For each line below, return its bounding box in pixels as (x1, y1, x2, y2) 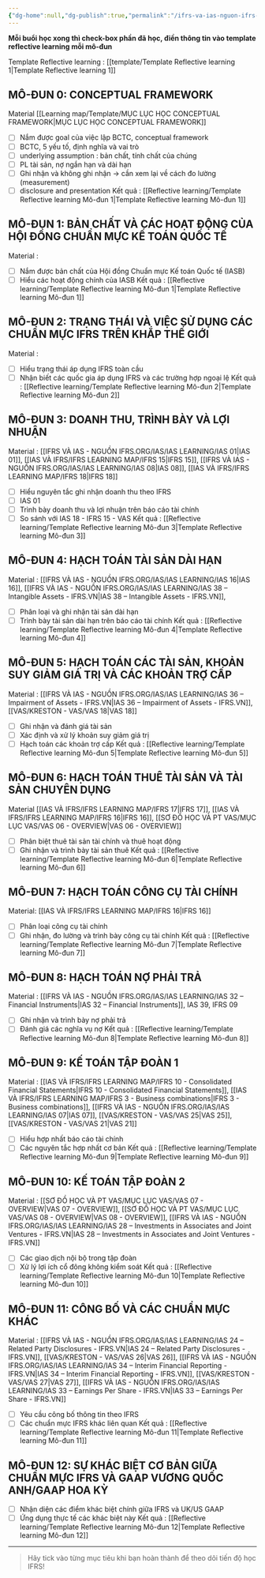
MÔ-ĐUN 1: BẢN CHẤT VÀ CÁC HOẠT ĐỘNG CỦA (8, 218, 254, 231)
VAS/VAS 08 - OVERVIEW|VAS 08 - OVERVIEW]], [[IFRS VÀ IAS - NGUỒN (8, 1213, 247, 1223)
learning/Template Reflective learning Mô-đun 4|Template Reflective (19, 625, 243, 634)
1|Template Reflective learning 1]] (8, 65, 116, 75)
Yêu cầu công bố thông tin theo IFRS (19, 1410, 140, 1419)
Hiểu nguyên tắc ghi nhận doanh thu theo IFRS (19, 487, 172, 496)
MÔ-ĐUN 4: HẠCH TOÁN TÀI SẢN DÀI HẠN (8, 554, 222, 567)
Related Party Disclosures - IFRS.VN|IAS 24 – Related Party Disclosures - (8, 1344, 246, 1354)
